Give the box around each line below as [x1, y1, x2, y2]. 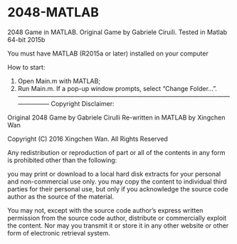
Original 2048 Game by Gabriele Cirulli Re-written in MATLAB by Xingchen [7, 113, 226, 122]
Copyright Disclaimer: [51, 99, 115, 107]
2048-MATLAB [7, 4, 100, 21]
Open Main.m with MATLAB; [17, 76, 101, 85]
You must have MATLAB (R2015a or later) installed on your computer [7, 49, 209, 58]
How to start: [7, 63, 46, 71]
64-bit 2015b [7, 35, 46, 43]
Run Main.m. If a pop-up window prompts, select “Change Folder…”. [17, 84, 217, 92]
